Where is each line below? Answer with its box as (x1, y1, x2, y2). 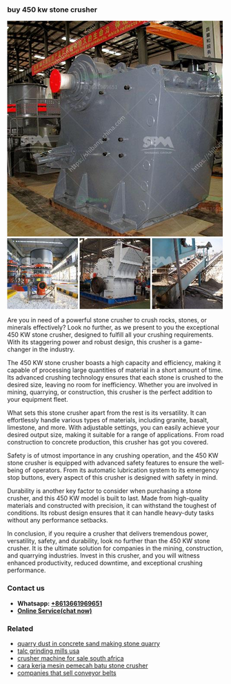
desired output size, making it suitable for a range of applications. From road (7, 431, 224, 439)
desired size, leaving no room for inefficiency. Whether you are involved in (7, 381, 219, 389)
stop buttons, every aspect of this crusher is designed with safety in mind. (7, 473, 219, 482)
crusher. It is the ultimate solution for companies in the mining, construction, (7, 544, 223, 553)
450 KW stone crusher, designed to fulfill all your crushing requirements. (7, 331, 214, 339)
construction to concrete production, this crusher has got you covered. (7, 438, 209, 447)
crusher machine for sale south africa (17, 654, 124, 662)
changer (7, 345, 31, 353)
